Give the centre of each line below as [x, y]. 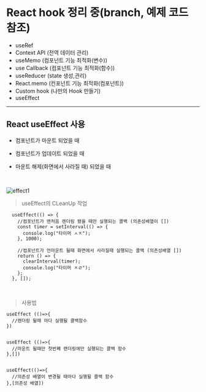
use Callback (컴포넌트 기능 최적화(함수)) [65, 67]
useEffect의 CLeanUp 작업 [54, 203]
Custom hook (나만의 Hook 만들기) [58, 91]
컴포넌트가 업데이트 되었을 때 [50, 153]
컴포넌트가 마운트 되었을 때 [47, 140]
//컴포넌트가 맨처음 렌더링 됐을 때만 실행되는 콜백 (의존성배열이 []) [93, 221]
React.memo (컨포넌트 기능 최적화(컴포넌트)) [70, 83]
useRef [24, 45]
